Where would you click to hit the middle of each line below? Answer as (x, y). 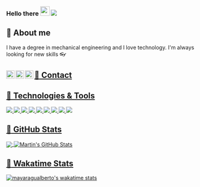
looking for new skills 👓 (36, 54)
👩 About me (28, 33)
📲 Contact (53, 75)
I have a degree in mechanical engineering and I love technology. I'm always (100, 47)
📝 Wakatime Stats (40, 163)
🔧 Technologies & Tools (51, 96)
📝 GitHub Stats (34, 130)
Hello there (22, 13)
